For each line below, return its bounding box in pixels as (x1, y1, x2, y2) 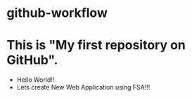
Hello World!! (16, 75, 55, 84)
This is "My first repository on (6, 37, 186, 54)
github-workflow (6, 5, 108, 21)
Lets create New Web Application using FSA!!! (16, 83, 151, 92)
